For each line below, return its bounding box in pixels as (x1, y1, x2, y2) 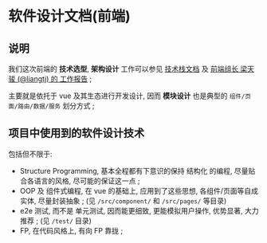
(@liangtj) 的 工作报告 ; (17, 74, 92, 84)
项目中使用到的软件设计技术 (8, 127, 145, 140)
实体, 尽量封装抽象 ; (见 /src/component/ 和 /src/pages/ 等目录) (19, 196, 227, 206)
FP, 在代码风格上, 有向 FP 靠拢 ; (19, 225, 124, 235)
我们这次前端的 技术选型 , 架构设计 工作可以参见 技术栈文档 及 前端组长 (8, 65, 239, 73)
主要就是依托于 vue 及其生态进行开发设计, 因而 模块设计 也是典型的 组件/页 (8, 91, 251, 100)
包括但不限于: (8, 149, 53, 159)
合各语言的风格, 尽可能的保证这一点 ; (19, 176, 140, 186)
